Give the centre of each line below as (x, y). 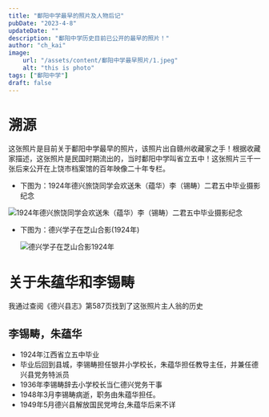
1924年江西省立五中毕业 (60, 354)
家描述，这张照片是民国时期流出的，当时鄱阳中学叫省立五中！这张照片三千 (131, 159)
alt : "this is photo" (58, 68)
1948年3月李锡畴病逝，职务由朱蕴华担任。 (90, 395)
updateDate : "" (34, 30)
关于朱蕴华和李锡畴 (72, 282)
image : (19, 53)
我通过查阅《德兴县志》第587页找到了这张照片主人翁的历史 (106, 306)
